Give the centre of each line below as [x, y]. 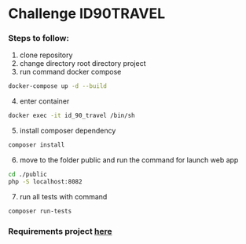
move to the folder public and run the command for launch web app [129, 160]
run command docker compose [70, 72]
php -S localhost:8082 [45, 181]
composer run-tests [40, 211]
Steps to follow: [39, 38]
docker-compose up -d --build [58, 86]
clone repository [46, 55]
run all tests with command [63, 196]
